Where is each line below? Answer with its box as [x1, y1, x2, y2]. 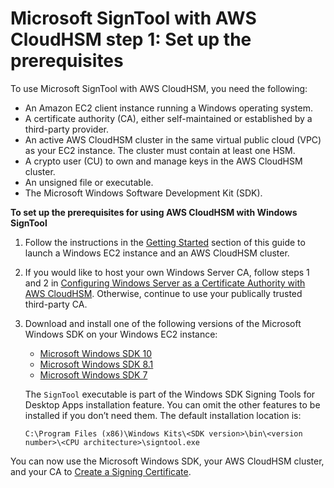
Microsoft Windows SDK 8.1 [39, 358, 154, 370]
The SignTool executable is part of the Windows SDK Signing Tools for [24, 388, 316, 400]
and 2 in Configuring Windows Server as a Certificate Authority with [24, 277, 306, 289]
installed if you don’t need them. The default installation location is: [24, 409, 302, 421]
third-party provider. [24, 123, 109, 135]
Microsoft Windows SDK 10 [39, 347, 152, 359]
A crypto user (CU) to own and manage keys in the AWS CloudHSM [24, 155, 303, 167]
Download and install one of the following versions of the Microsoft [24, 317, 302, 329]
